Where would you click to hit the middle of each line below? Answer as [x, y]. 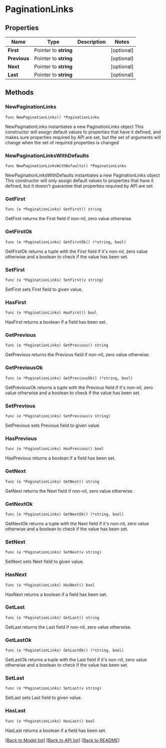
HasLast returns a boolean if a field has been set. [56, 730]
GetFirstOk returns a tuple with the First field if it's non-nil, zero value [76, 251]
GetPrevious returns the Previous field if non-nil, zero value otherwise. [77, 355]
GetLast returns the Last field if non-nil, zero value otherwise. [68, 627]
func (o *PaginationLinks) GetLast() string [52, 618]
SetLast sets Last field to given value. [44, 698]
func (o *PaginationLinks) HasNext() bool [50, 585]
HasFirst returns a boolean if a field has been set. [56, 322]
